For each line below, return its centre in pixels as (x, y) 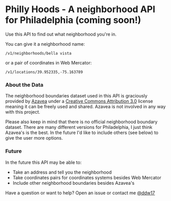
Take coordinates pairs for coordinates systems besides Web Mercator (87, 177)
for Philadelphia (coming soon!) (73, 20)
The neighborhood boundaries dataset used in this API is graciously (76, 96)
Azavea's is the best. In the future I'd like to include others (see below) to (82, 132)
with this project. (23, 112)
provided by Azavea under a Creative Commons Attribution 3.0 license (79, 101)
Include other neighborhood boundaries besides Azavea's (74, 183)
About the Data (24, 85)
